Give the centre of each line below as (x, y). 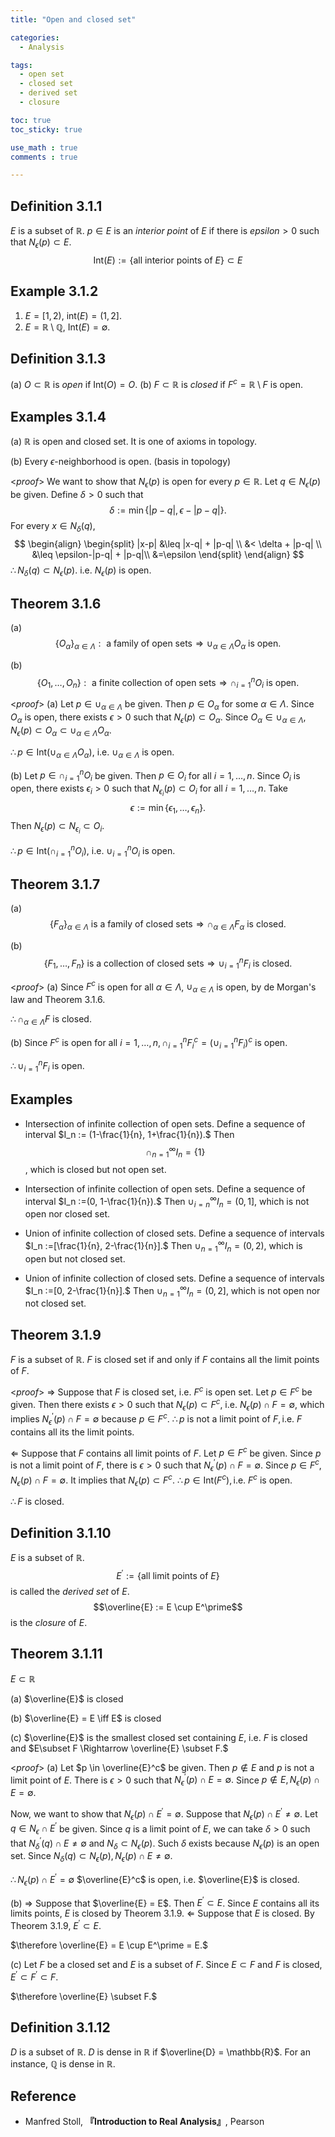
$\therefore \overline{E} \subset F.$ (84, 1996)
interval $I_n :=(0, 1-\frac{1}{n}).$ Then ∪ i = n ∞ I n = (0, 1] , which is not (167, 1202)
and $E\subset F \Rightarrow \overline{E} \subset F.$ (119, 1748)
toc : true (31, 120)
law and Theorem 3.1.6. (58, 1000)
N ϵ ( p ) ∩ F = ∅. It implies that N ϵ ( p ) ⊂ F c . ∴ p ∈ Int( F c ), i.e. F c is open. (151, 1480)
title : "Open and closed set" (73, 19)
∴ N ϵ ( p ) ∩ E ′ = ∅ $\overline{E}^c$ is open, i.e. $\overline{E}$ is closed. (155, 1880)
